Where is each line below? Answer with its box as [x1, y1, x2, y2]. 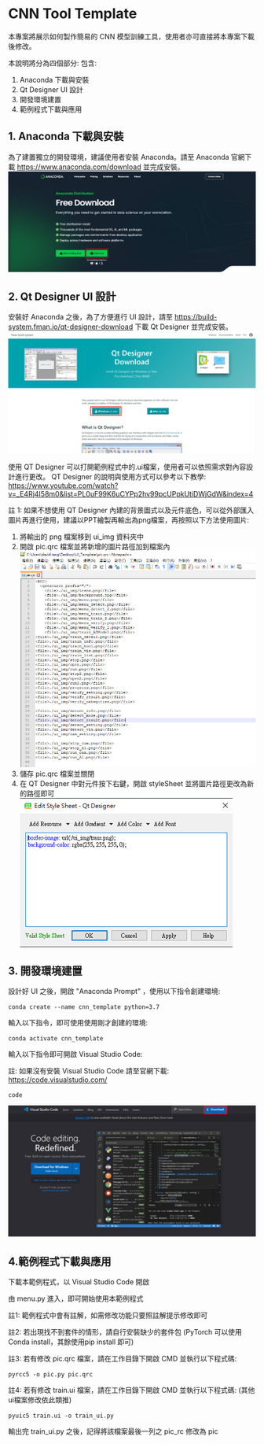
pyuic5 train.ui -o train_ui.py [8, 1412, 114, 1420]
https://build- [174, 312, 218, 322]
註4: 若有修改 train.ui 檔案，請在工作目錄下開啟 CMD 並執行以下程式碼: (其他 [8, 1385, 255, 1394]
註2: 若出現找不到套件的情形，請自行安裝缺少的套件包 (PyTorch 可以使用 [8, 1327, 242, 1336]
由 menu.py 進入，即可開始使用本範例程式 [8, 1294, 144, 1303]
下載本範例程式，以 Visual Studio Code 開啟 [8, 1276, 150, 1287]
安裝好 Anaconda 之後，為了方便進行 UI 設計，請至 [8, 312, 173, 322]
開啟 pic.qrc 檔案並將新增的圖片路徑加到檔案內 [19, 541, 170, 551]
